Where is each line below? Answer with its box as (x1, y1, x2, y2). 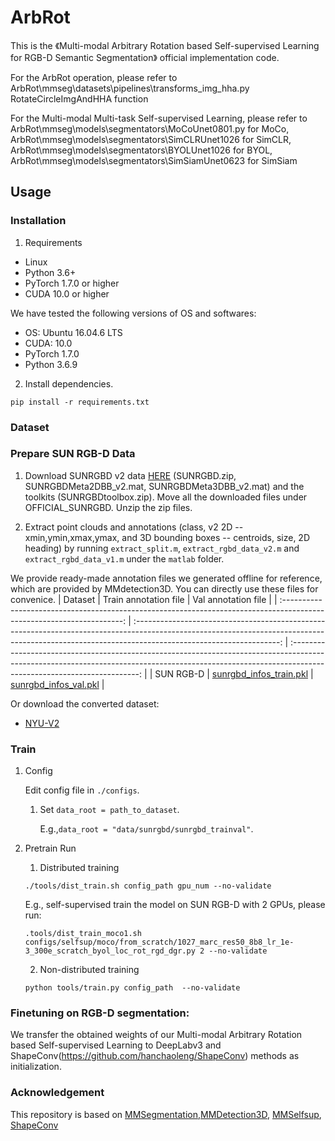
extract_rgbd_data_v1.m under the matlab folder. (24, 552, 225, 565)
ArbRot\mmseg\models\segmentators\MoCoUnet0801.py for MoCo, (10, 122, 290, 135)
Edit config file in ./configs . (24, 784, 140, 796)
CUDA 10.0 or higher (24, 287, 110, 300)
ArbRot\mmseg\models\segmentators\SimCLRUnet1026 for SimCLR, (10, 133, 292, 145)
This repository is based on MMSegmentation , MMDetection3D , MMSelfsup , (10, 1108, 322, 1120)
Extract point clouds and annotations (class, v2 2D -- (24, 521, 244, 533)
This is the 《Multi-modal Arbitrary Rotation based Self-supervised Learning (10, 39, 320, 51)
